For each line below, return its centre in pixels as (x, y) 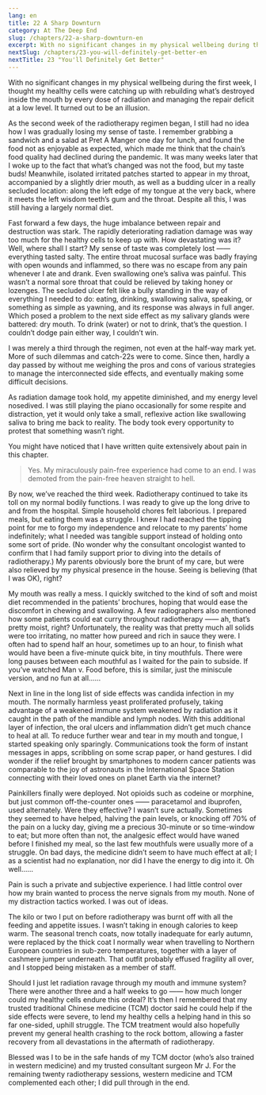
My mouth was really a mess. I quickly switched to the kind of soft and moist (133, 593)
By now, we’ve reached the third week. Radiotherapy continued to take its (128, 494)
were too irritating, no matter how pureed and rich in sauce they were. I (124, 635)
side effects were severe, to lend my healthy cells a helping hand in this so (129, 1016)
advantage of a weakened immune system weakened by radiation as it (123, 710)
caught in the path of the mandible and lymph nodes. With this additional (127, 719)
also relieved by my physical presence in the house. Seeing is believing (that (133, 569)
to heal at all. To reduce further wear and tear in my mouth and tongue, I (125, 735)
